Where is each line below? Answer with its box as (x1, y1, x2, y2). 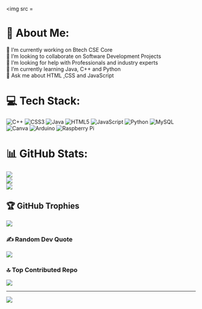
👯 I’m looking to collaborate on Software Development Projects (6, 53, 161, 60)
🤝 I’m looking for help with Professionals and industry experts (6, 59, 158, 66)
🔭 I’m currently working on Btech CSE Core (6, 46, 113, 53)
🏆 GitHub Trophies (6, 201, 80, 211)
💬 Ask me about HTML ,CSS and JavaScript (6, 72, 114, 79)
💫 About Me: (6, 27, 70, 40)
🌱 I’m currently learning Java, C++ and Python (6, 65, 121, 72)
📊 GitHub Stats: (6, 147, 88, 161)
